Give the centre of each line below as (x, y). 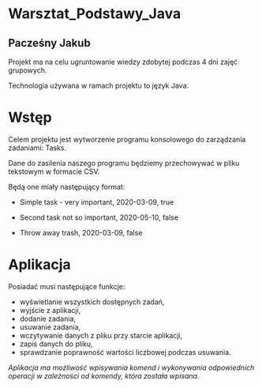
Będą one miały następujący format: (67, 186)
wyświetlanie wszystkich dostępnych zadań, (92, 302)
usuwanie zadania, (50, 327)
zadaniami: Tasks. (37, 148)
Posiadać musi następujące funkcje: (67, 286)
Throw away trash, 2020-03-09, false (81, 232)
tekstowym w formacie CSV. (54, 171)
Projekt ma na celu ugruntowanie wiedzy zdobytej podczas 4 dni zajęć (123, 62)
